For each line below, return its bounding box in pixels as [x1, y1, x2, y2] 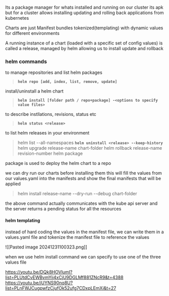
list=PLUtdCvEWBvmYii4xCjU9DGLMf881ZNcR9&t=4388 [5, 274, 124, 280]
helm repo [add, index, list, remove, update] [17, 79, 118, 84]
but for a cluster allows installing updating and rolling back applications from [5, 10, 164, 16]
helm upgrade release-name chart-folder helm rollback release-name [17, 145, 162, 151]
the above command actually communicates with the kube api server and [5, 200, 158, 206]
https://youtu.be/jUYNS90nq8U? [5, 279, 73, 285]
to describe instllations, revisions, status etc [5, 111, 97, 117]
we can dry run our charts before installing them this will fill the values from [5, 170, 162, 176]
